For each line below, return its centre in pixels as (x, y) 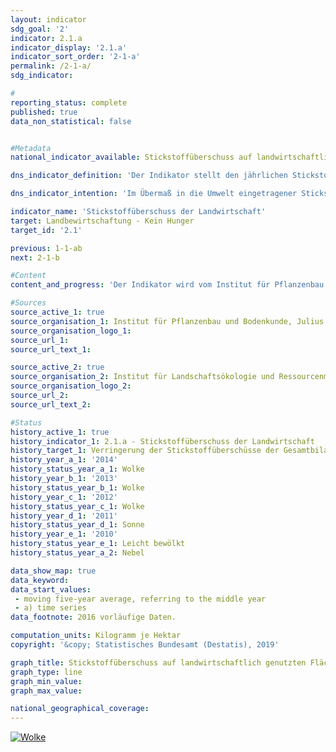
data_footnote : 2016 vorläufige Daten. (93, 617)
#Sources (28, 303)
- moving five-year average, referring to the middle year (140, 599)
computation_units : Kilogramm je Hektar (96, 636)
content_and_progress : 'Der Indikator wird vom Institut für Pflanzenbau (167, 285)
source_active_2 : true (57, 367)
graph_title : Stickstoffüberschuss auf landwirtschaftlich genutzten (158, 662)
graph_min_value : (46, 681)
